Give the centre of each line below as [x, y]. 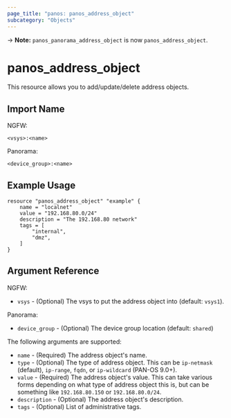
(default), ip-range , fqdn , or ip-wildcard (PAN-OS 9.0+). [97, 369]
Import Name [36, 109]
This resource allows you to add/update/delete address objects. [98, 87]
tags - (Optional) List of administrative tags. [79, 406]
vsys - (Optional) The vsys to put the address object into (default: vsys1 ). [121, 301]
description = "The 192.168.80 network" [78, 219]
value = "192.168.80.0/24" [58, 214]
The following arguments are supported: [65, 342]
